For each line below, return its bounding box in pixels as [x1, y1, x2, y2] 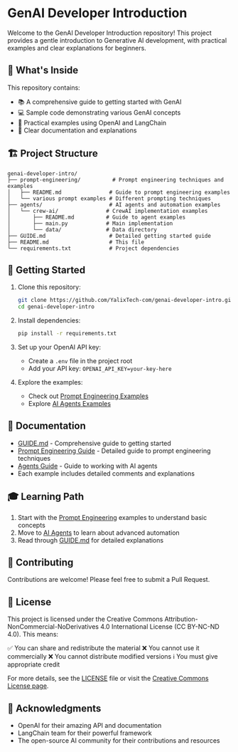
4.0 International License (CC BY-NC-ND [100, 622, 220, 631]
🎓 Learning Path [7, 491, 85, 503]
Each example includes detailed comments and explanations [17, 469, 195, 478]
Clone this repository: [17, 283, 81, 291]
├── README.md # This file [7, 239, 144, 246]
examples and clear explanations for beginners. [7, 43, 147, 52]
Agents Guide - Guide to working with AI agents [17, 461, 158, 470]
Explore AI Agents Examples [28, 399, 112, 407]
